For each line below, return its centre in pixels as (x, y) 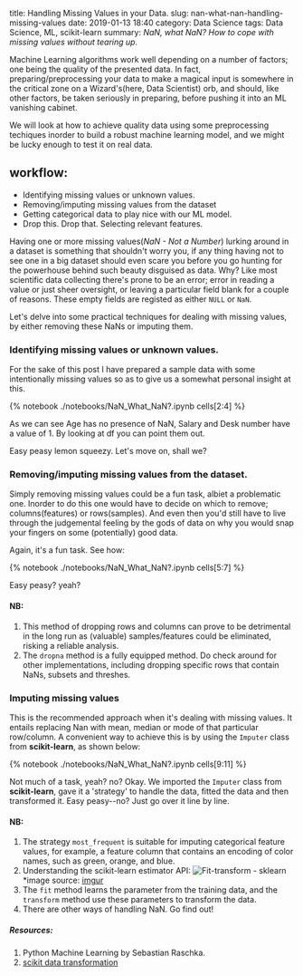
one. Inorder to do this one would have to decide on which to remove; (139, 504)
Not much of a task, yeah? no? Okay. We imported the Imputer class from (146, 781)
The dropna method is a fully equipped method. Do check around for (150, 655)
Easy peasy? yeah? (45, 585)
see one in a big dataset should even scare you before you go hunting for (146, 260)
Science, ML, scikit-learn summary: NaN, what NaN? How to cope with (142, 32)
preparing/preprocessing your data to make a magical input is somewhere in (151, 79)
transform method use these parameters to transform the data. (139, 900)
